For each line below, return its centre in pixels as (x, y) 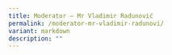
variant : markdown (39, 31)
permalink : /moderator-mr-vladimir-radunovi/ (86, 23)
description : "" (36, 38)
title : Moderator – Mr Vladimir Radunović (81, 16)
